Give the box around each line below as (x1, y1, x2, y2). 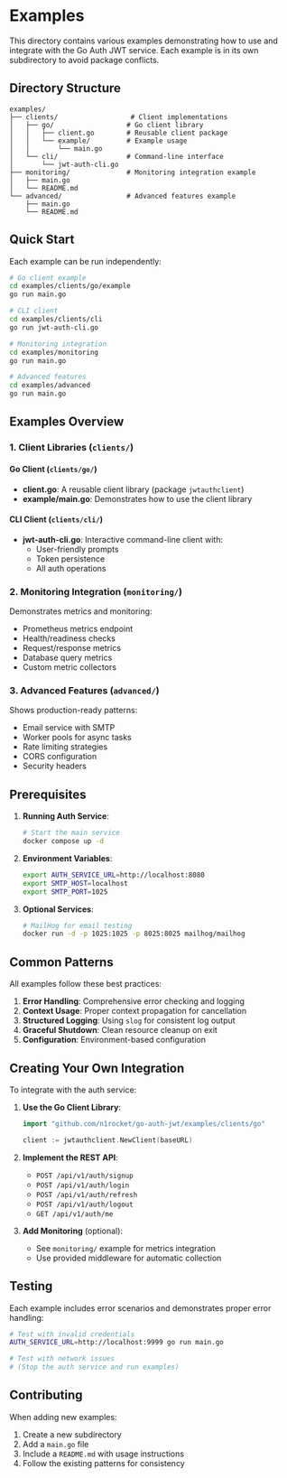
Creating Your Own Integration (9, 1060, 185, 1075)
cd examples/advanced (9, 381, 91, 390)
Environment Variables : (22, 852, 113, 863)
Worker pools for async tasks (22, 732, 133, 743)
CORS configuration (22, 751, 97, 762)
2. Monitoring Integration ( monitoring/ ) (9, 585, 183, 598)
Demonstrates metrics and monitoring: (9, 606, 153, 617)
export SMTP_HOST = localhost (22, 878, 128, 888)
